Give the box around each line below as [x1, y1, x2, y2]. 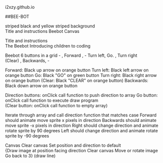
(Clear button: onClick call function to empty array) [5, 103, 108, 108]
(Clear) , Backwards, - [5, 58, 50, 63]
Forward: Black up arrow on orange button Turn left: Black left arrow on [5, 67, 149, 73]
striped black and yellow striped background [5, 23, 95, 29]
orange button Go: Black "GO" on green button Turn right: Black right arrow [5, 72, 157, 78]
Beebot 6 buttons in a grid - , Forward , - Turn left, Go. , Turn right [5, 52, 138, 58]
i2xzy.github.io [5, 4, 35, 10]
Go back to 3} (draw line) [5, 153, 56, 159]
